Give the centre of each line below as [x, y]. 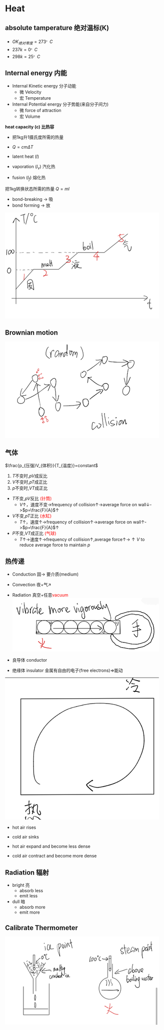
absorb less [31, 891]
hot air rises [24, 827]
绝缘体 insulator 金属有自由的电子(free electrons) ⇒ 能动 [67, 670]
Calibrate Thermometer [41, 928]
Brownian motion [31, 333]
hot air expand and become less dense [51, 846]
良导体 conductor [30, 660]
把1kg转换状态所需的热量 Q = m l [37, 189]
